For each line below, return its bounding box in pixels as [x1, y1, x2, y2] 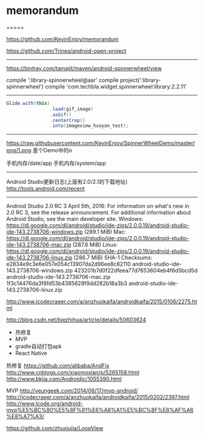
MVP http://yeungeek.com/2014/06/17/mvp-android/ [6, 387, 138, 394]
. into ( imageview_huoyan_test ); [49, 123, 129, 129]
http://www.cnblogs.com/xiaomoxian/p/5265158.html [6, 369, 140, 376]
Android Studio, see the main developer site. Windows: [6, 215, 144, 223]
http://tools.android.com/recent [6, 185, 85, 192]
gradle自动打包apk [15, 343, 62, 350]
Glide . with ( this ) [6, 100, 50, 106]
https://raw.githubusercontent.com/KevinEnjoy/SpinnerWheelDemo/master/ [6, 140, 195, 147]
